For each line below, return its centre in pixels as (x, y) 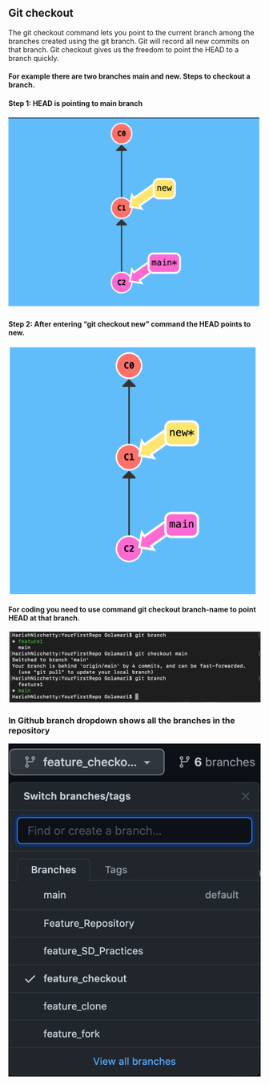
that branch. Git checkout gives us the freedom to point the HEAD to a (124, 49)
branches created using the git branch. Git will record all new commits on (129, 41)
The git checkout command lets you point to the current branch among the (131, 32)
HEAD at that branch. (44, 618)
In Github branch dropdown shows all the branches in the (122, 720)
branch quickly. (34, 58)
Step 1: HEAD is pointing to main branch (75, 103)
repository (29, 730)
